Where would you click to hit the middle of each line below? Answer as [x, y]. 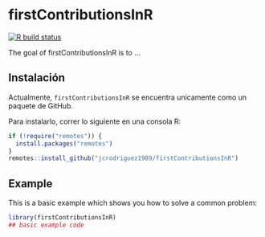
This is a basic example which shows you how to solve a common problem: [132, 203]
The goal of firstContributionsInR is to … [74, 52]
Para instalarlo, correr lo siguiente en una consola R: [95, 121]
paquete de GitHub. [41, 105]
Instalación [37, 78]
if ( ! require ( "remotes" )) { [55, 136]
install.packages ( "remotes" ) [64, 143]
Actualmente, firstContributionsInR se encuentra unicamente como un [128, 97]
